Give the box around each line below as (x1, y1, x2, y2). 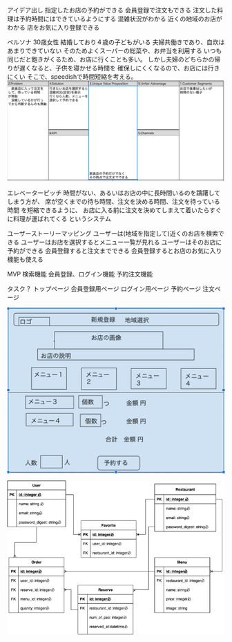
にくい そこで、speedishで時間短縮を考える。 (7, 73, 137, 81)
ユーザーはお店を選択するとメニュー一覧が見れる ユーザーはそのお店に (20, 238, 222, 246)
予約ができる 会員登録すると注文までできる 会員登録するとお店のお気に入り (7, 246, 222, 254)
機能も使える (7, 255, 43, 263)
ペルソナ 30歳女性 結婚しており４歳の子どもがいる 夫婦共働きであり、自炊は (7, 38, 225, 46)
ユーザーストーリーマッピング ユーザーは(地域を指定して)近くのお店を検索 (7, 229, 219, 237)
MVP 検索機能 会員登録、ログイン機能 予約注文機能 (7, 270, 153, 278)
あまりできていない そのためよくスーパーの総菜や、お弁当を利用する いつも (7, 47, 222, 55)
